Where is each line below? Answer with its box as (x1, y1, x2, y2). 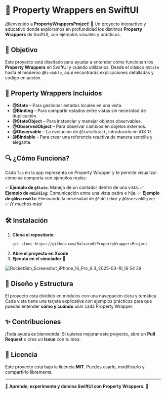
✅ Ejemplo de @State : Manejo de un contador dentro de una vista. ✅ (5, 184, 144, 190)
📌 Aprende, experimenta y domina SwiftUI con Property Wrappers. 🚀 (5, 383, 149, 389)
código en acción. (5, 74, 42, 81)
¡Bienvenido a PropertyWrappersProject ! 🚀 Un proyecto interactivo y (5, 21, 146, 27)
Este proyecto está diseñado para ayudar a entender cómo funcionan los (5, 59, 154, 65)
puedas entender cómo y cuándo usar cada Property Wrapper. (5, 303, 133, 309)
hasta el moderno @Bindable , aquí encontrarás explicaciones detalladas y (5, 69, 154, 75)
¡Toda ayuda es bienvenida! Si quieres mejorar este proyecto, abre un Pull (5, 331, 156, 337)
